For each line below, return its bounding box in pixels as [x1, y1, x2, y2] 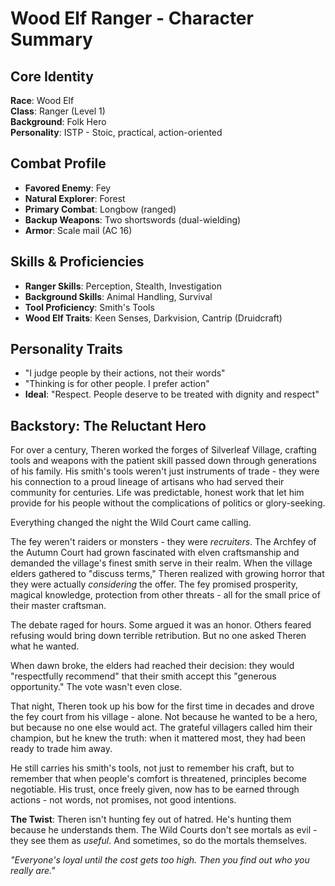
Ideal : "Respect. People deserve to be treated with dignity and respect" [24, 388, 320, 401]
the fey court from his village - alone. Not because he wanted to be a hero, [10, 711, 318, 723]
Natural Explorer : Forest [24, 192, 126, 204]
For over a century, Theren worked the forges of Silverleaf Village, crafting [10, 444, 317, 456]
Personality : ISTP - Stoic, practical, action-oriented [10, 127, 223, 138]
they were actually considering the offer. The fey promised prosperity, [10, 578, 298, 591]
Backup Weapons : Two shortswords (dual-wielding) [24, 213, 242, 226]
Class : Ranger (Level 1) [10, 105, 106, 117]
